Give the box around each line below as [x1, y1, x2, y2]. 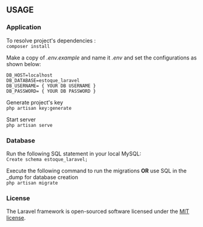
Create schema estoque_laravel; [6, 156, 88, 163]
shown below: [6, 60, 41, 67]
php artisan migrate [6, 180, 59, 186]
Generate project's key [6, 98, 64, 106]
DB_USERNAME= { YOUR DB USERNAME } [6, 83, 96, 89]
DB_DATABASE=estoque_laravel [6, 77, 80, 84]
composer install [6, 43, 50, 49]
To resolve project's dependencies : [6, 36, 96, 44]
